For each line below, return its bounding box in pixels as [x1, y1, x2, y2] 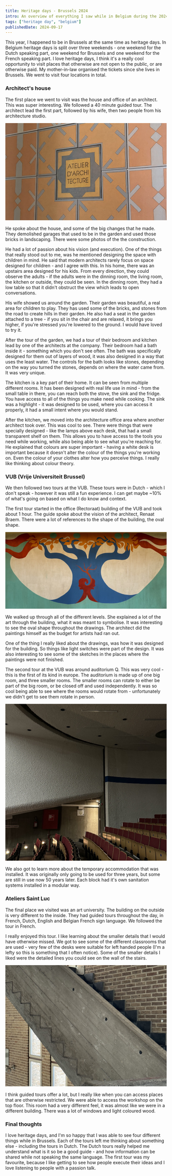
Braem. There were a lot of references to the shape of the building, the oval [5, 516, 164, 523]
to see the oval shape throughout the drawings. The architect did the [5, 625, 150, 631]
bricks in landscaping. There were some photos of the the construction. [5, 236, 157, 243]
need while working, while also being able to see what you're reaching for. [5, 438, 162, 445]
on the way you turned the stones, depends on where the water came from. [5, 364, 165, 370]
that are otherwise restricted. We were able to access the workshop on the [5, 1097, 163, 1103]
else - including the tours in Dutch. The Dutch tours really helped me [5, 1143, 150, 1149]
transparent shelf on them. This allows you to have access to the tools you [5, 433, 162, 440]
